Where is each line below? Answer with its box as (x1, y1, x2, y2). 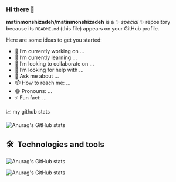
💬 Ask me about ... (14, 73, 59, 80)
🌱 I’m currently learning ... (14, 54, 77, 61)
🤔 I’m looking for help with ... (14, 67, 84, 74)
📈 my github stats (6, 108, 50, 115)
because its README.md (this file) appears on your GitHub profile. (6, 25, 160, 32)
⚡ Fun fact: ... (14, 94, 47, 101)
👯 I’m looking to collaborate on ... (14, 60, 94, 67)
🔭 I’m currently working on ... (14, 48, 84, 55)
